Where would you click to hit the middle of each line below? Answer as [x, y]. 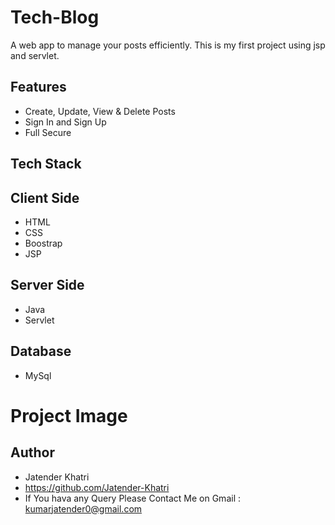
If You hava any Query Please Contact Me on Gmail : [132, 498]
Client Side [45, 197]
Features [38, 87]
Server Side [47, 285]
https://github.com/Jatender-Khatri [97, 487]
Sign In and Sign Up [65, 122]
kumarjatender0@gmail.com [83, 508]
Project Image [69, 415]
